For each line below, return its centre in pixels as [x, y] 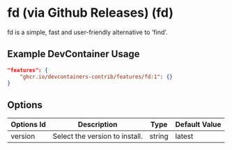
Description [98, 125]
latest [184, 136]
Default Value [198, 125]
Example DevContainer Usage [74, 54]
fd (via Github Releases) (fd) [91, 13]
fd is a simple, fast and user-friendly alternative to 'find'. [88, 32]
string [159, 136]
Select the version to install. [98, 136]
